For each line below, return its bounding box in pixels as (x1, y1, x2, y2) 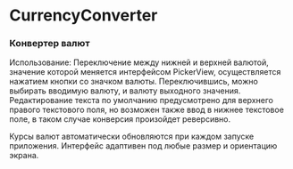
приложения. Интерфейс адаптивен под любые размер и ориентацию (9, 141, 278, 151)
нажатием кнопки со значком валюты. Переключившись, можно (9, 76, 259, 87)
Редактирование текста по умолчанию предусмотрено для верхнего (9, 95, 274, 106)
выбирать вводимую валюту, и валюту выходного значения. (9, 85, 241, 96)
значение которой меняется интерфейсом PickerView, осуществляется (9, 67, 281, 77)
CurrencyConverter (9, 5, 158, 26)
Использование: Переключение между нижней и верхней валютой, (9, 57, 270, 68)
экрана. (9, 150, 39, 161)
